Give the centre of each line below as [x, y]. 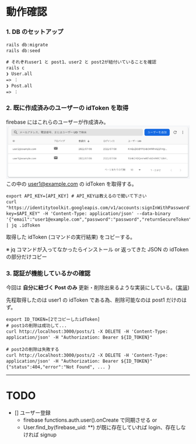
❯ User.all [19, 74]
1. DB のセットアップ [35, 32]
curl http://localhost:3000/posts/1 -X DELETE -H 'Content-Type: [87, 332]
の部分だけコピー [27, 257]
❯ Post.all [19, 86]
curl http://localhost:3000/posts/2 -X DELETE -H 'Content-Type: [87, 355]
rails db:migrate [27, 45]
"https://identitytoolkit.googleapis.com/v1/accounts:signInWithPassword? [99, 208]
